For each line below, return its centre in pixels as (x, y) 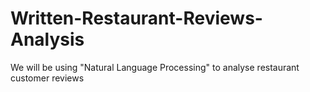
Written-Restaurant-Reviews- (136, 18)
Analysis (47, 39)
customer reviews (47, 78)
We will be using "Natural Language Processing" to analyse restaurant (155, 67)
